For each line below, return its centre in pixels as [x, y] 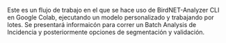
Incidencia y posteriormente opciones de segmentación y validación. [106, 32]
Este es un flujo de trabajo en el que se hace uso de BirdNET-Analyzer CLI [113, 10]
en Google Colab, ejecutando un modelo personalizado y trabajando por [111, 17]
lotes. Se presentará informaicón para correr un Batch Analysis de [102, 25]
